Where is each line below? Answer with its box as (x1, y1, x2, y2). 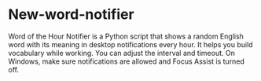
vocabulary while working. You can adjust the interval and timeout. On (8, 48, 236, 57)
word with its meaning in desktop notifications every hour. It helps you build (8, 39, 253, 49)
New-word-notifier (8, 6, 135, 24)
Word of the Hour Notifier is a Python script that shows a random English (8, 31, 244, 41)
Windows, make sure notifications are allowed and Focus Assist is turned (8, 57, 245, 66)
